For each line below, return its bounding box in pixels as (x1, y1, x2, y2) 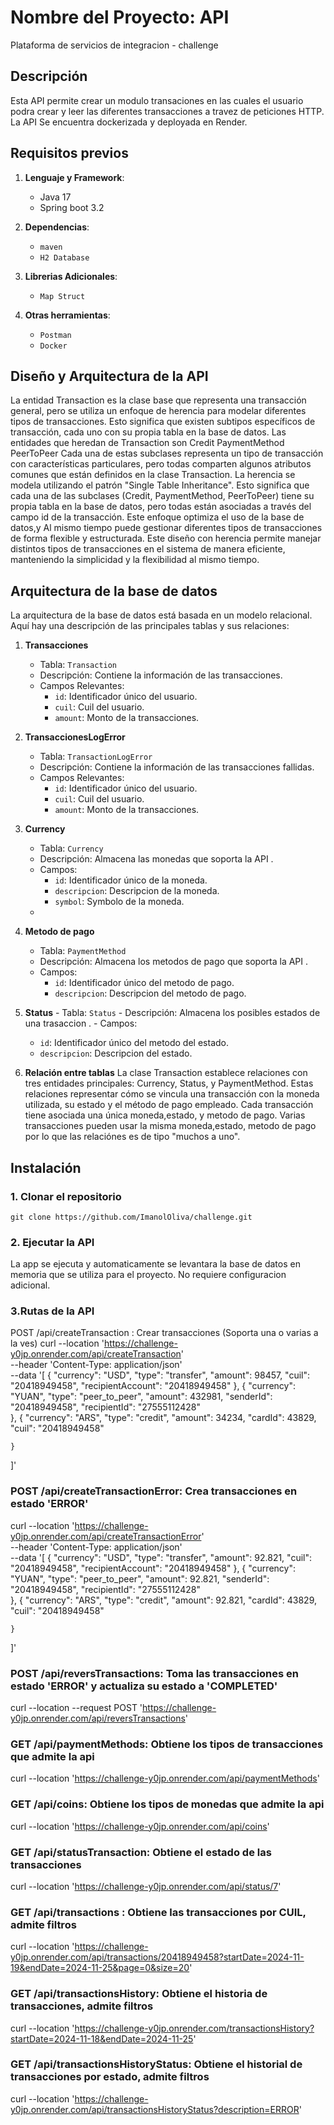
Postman (39, 330, 72, 340)
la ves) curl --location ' (10, 1337, 105, 1350)
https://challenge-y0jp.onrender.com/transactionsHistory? (74, 2022, 315, 2034)
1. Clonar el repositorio (10, 1189, 122, 1203)
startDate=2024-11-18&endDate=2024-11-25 (10, 2032, 194, 2045)
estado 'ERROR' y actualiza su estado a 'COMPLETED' (10, 1679, 278, 1693)
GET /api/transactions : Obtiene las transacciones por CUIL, (10, 1905, 307, 1919)
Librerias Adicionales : (24, 270, 118, 282)
